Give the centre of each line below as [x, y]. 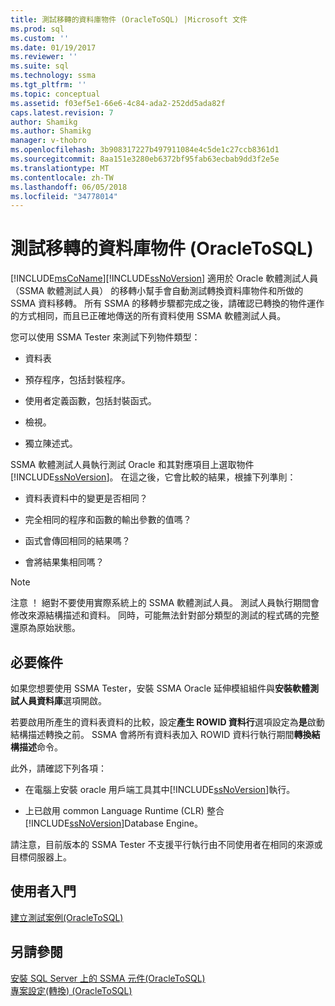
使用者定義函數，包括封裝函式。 [90, 401]
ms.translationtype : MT [60, 168]
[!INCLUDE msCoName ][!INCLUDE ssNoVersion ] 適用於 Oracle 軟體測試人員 [164, 278]
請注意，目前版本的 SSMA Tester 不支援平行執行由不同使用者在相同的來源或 [166, 844]
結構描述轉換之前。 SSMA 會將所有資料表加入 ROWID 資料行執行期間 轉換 [161, 734]
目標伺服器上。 [41, 857]
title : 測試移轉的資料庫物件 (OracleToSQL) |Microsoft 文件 [129, 19]
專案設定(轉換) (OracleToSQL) [71, 990]
